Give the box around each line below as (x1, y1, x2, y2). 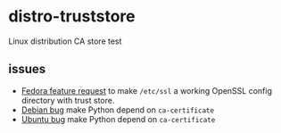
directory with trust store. (21, 95, 115, 105)
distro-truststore (8, 6, 136, 27)
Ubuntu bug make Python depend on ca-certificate (21, 113, 216, 124)
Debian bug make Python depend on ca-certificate (21, 104, 215, 115)
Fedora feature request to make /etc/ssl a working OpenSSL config (21, 85, 273, 96)
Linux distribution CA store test (8, 36, 122, 46)
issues (8, 62, 46, 77)
